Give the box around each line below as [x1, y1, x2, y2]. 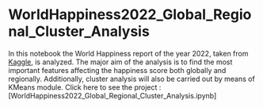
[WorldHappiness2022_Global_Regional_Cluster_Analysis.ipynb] [8, 91, 217, 100]
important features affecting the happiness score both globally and [8, 65, 227, 75]
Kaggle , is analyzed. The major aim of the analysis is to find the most [8, 57, 233, 67]
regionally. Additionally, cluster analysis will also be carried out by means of [8, 74, 255, 83]
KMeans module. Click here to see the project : [8, 82, 162, 92]
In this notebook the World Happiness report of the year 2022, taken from [8, 48, 249, 58]
